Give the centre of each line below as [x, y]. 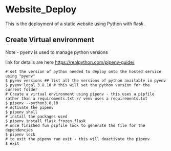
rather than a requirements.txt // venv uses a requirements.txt [76, 99]
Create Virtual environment [50, 40]
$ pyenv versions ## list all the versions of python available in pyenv [86, 81]
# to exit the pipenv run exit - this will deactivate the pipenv [78, 139]
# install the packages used [36, 117]
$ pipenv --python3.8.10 [32, 103]
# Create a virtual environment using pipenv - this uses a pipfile [80, 94]
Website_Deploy [41, 10]
